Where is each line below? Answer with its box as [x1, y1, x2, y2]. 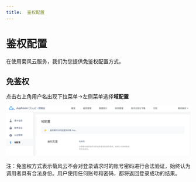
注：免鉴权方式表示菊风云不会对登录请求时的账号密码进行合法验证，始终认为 [6, 162, 191, 169]
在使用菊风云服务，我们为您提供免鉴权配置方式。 [6, 57, 124, 64]
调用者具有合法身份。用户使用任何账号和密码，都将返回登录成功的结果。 [6, 170, 180, 177]
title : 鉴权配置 [6, 9, 45, 15]
